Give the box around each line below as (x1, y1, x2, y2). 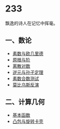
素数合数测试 (12, 75, 39, 81)
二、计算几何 (5, 98, 45, 106)
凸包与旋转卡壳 (12, 118, 43, 124)
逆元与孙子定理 (12, 69, 43, 75)
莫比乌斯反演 (12, 81, 39, 87)
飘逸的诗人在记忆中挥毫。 (5, 20, 58, 26)
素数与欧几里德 (12, 50, 43, 56)
